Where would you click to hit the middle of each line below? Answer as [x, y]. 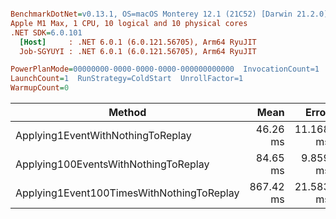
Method [127, 112]
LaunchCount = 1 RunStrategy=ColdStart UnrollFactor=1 [127, 79]
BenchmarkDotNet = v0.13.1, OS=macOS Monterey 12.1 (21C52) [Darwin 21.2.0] [169, 14]
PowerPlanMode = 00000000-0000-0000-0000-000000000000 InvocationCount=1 [165, 69]
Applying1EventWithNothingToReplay [103, 135]
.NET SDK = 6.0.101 [46, 32]
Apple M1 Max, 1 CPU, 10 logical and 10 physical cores [129, 23]
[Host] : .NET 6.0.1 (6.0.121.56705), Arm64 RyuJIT [138, 42]
